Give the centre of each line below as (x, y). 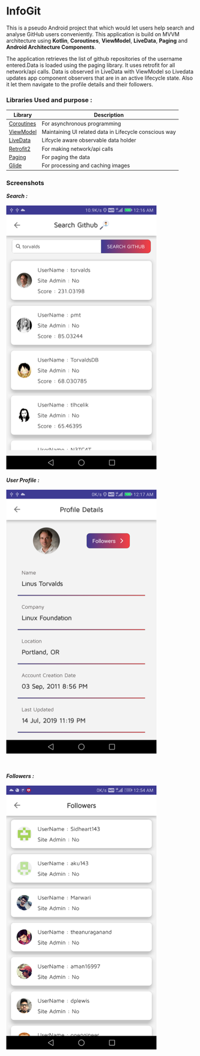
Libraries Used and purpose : (49, 100)
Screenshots (25, 183)
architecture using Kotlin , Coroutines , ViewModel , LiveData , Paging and (97, 40)
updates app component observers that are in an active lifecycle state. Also (100, 78)
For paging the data (66, 157)
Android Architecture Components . (51, 47)
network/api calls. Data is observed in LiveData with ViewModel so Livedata (100, 71)
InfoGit (23, 11)
